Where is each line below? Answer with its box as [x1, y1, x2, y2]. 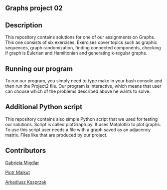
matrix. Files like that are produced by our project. [5, 132, 108, 138]
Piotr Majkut [5, 169, 30, 175]
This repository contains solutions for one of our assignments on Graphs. [5, 34, 156, 40]
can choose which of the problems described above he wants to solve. [5, 88, 151, 94]
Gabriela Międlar [5, 160, 39, 166]
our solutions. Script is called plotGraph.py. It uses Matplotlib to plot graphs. [5, 121, 161, 127]
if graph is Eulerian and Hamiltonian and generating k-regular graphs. [5, 50, 148, 56]
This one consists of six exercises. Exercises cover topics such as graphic [5, 39, 158, 45]
